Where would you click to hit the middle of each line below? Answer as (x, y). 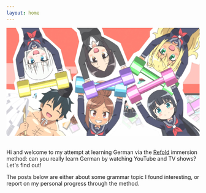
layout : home (23, 13)
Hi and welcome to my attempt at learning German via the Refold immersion (102, 152)
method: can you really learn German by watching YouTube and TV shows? (101, 158)
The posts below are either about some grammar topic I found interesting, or (103, 177)
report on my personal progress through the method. (73, 183)
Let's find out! (24, 165)
